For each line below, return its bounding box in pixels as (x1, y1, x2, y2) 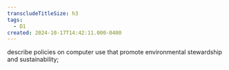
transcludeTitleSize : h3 (7, 10, 79, 17)
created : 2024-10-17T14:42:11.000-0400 (7, 29, 122, 36)
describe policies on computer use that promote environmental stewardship (7, 48, 223, 56)
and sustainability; (7, 56, 59, 64)
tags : (7, 16, 23, 23)
